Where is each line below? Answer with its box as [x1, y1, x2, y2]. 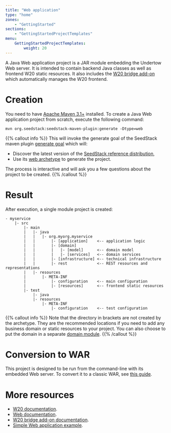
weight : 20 [24, 46, 47, 51]
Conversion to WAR [5, 349, 90, 360]
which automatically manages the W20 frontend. [5, 76, 108, 82]
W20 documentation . [12, 406, 58, 412]
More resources [5, 389, 74, 401]
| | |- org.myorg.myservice [24, 234, 93, 239]
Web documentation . [12, 412, 57, 418]
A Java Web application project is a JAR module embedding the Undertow [5, 59, 162, 66]
